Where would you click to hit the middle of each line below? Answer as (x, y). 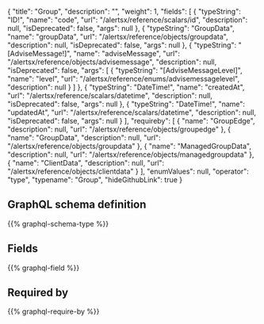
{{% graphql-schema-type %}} (58, 223)
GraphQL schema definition (77, 205)
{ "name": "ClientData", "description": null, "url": (86, 163)
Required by (38, 293)
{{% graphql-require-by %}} (54, 311)
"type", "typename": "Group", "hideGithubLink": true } (95, 180)
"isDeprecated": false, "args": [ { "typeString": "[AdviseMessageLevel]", (125, 70)
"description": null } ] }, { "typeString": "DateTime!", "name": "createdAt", (126, 87)
